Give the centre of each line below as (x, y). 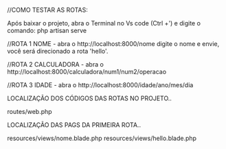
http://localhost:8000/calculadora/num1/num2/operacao (87, 72)
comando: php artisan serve (47, 31)
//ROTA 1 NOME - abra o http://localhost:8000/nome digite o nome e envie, (113, 44)
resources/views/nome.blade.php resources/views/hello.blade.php (102, 138)
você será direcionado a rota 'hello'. (58, 51)
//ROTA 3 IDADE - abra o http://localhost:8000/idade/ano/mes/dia (100, 85)
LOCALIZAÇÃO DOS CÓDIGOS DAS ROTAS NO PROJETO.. (89, 98)
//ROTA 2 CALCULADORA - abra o (56, 64)
